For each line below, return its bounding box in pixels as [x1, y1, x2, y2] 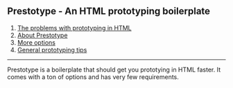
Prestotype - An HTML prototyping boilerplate [7, 5, 210, 17]
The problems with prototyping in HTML [17, 23, 132, 32]
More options [17, 38, 55, 47]
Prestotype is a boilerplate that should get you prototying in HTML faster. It [7, 65, 221, 74]
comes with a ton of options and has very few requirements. [7, 72, 179, 81]
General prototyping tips [17, 45, 87, 54]
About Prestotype [17, 31, 68, 39]
